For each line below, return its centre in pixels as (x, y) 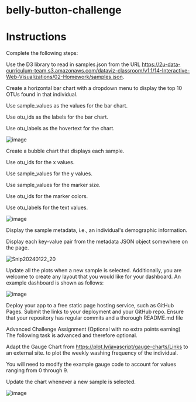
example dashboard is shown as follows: (55, 283)
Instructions (36, 37)
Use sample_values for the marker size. (53, 185)
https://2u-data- (161, 64)
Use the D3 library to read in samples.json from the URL (73, 64)
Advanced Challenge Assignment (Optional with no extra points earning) (93, 329)
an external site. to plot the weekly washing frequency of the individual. (92, 353)
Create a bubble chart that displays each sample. (65, 151)
